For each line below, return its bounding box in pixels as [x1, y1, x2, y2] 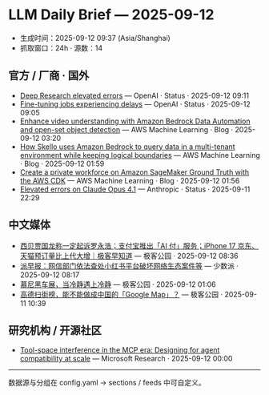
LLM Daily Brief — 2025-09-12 [8, 6, 215, 24]
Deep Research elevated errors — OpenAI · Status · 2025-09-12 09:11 [19, 91, 250, 100]
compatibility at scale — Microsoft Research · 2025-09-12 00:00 [19, 354, 233, 364]
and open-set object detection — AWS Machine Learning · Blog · [19, 124, 234, 134]
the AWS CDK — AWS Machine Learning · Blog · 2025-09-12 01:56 [19, 175, 240, 185]
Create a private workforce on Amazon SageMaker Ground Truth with [19, 167, 250, 177]
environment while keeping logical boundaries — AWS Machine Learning [19, 150, 260, 159]
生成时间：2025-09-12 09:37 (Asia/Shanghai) [19, 33, 171, 42]
